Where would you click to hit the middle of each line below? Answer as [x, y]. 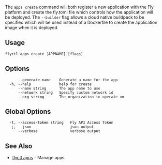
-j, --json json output [52, 127]
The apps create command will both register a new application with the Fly [79, 7]
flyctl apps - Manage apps [38, 158]
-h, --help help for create [51, 84]
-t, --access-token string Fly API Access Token [61, 123]
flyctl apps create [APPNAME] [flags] [44, 54]
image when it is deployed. [32, 28]
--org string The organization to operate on [71, 97]
